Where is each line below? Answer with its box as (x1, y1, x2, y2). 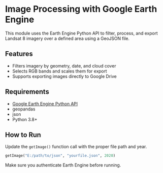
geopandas (12, 106, 35, 112)
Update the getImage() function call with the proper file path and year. (5, 144, 147, 150)
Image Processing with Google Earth (5, 3, 158, 15)
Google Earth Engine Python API (12, 101, 78, 106)
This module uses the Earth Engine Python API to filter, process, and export (5, 30, 158, 36)
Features (5, 50, 33, 58)
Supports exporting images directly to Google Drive (12, 73, 117, 79)
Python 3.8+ (12, 116, 38, 122)
